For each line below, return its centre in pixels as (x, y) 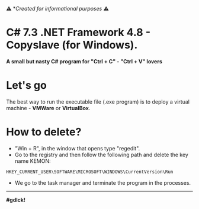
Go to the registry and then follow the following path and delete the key (101, 155)
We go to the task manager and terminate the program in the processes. (103, 182)
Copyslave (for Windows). (72, 45)
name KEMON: (33, 161)
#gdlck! (16, 200)
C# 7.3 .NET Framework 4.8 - (78, 33)
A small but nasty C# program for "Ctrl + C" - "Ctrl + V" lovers (84, 61)
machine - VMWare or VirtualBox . (48, 108)
